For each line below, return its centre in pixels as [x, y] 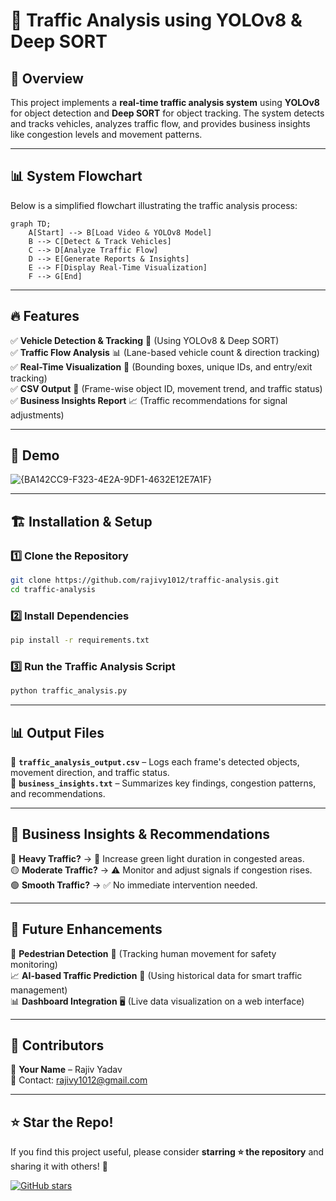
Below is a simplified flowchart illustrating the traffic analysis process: [154, 205]
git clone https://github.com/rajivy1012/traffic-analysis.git [145, 580]
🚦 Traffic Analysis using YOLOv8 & [156, 20]
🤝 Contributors [57, 1045]
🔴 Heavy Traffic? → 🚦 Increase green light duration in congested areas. [157, 858]
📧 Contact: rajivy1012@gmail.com [79, 1080]
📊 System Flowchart [76, 176]
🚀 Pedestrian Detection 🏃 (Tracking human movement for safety [143, 953]
